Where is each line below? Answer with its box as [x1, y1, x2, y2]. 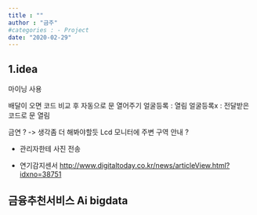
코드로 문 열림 [8, 111, 51, 120]
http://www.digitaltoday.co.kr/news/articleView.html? [60, 161, 230, 170]
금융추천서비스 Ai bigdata [8, 194, 128, 208]
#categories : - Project [8, 26, 89, 34]
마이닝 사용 [8, 84, 42, 94]
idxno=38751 [19, 169, 62, 179]
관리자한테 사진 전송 [19, 144, 81, 154]
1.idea [8, 62, 38, 75]
